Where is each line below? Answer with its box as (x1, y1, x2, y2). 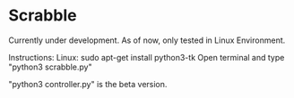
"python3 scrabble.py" (8, 61, 92, 72)
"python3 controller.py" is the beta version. (8, 78, 168, 89)
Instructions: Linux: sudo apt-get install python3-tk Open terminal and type (8, 52, 285, 62)
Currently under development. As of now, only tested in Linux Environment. (8, 35, 286, 45)
